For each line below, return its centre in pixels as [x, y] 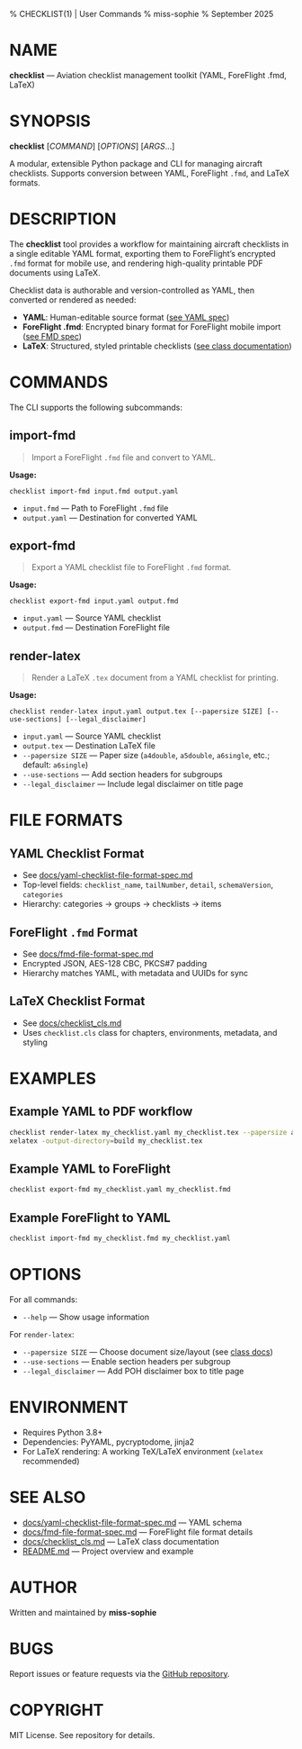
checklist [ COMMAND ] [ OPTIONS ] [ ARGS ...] [92, 146]
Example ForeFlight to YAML [90, 1217]
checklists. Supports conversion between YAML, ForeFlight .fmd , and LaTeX [150, 173]
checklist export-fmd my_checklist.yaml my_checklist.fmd [120, 1190]
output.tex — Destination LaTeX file [89, 746]
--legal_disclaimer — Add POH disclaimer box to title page [133, 1371]
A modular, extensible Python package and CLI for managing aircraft [136, 163]
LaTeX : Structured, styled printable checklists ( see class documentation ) [157, 346]
